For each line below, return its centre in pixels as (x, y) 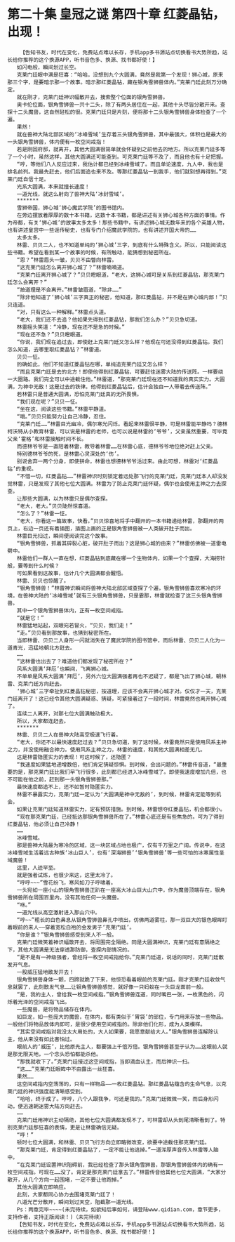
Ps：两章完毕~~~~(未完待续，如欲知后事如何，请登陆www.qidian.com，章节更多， (120, 1209)
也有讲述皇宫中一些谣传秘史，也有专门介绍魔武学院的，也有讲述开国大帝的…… (102, 230)
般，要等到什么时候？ (33, 566)
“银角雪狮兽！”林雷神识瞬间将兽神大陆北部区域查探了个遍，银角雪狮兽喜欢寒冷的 (116, 588)
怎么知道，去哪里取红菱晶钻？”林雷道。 (56, 349)
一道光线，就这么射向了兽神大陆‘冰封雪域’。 (72, 194)
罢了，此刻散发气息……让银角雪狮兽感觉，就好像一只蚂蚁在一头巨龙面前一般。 (112, 987)
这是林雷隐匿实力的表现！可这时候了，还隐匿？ (74, 757)
